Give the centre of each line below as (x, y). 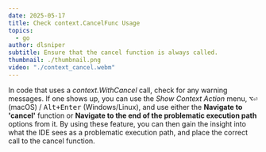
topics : (21, 30)
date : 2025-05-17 (37, 16)
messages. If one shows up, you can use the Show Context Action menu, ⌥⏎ (133, 98)
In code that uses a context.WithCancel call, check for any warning (118, 90)
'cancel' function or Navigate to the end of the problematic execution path (133, 115)
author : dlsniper (37, 45)
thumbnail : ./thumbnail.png (55, 60)
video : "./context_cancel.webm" (62, 68)
